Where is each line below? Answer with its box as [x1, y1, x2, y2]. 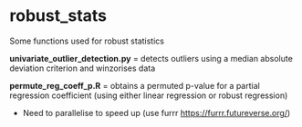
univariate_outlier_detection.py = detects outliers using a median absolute [9, 53, 294, 63]
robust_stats [9, 5, 108, 26]
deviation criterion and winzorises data [9, 63, 156, 73]
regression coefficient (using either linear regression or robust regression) [9, 90, 288, 101]
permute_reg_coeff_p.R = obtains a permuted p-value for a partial [9, 80, 260, 91]
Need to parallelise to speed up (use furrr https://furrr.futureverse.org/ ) [22, 107, 291, 118]
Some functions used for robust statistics [9, 35, 164, 46]
